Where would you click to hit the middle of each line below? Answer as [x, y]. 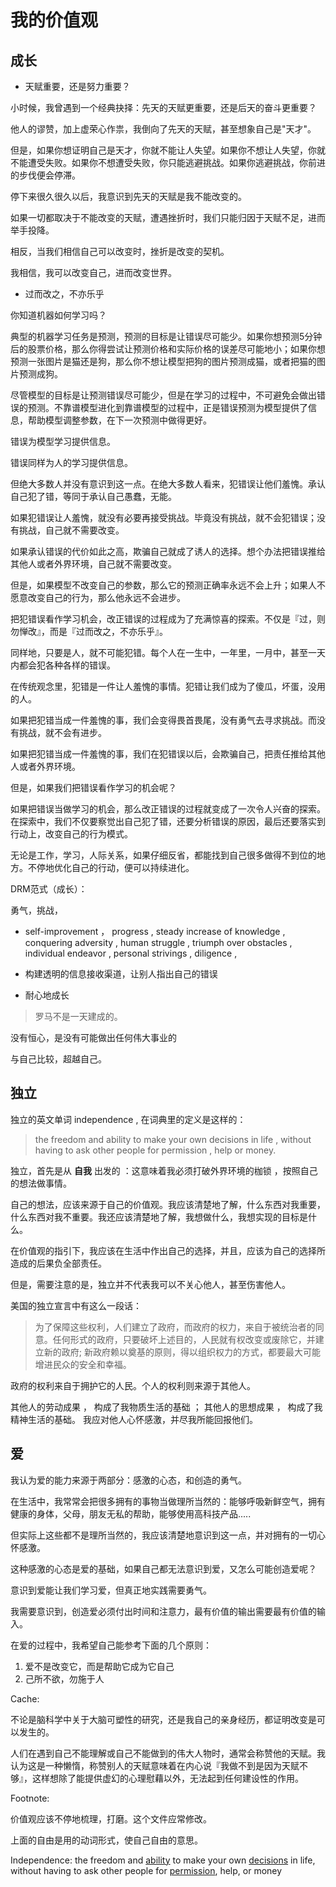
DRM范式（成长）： [49, 889]
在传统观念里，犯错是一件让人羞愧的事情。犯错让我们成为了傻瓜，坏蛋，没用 [168, 686]
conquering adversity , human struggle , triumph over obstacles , [158, 942]
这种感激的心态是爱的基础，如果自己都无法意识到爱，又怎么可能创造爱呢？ [163, 1568]
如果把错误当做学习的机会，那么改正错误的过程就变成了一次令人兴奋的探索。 [168, 809]
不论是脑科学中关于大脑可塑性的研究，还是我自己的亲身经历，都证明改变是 [163, 1719]
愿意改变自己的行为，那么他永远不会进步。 [98, 597]
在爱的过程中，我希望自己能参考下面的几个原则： [111, 1645]
